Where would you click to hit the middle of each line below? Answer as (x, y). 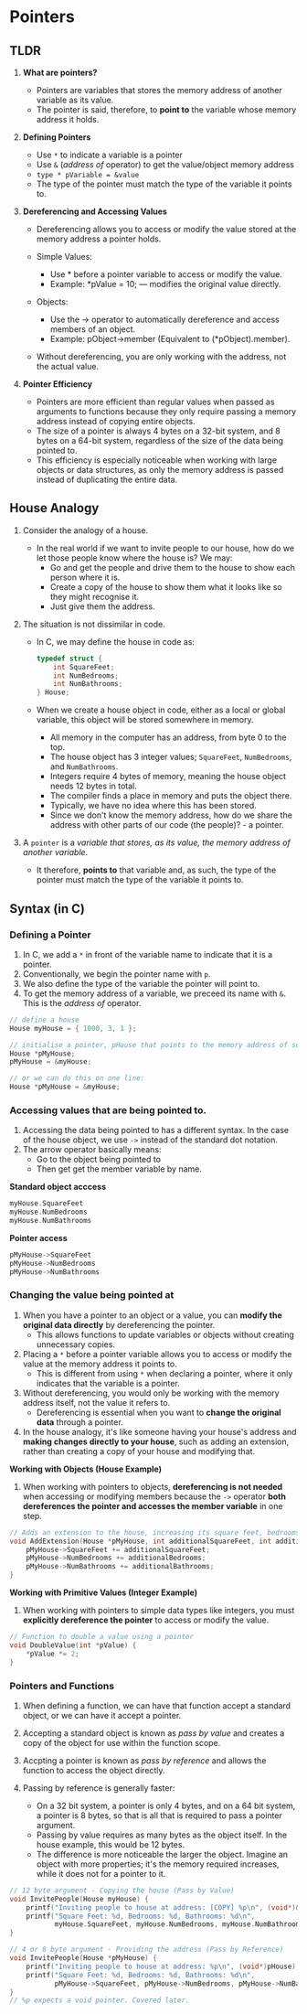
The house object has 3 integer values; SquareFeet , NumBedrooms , (171, 757)
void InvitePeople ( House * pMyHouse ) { (83, 1958)
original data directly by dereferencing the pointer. (119, 1324)
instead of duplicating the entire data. (107, 479)
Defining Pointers (57, 137)
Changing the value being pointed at (92, 1295)
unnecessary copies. (76, 1344)
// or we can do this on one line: (77, 1078)
